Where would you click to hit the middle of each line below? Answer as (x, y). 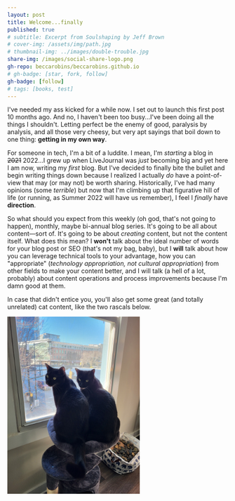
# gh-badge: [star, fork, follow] (58, 74)
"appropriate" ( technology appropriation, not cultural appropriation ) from (113, 264)
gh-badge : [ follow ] (36, 81)
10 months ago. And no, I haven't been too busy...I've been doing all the (111, 117)
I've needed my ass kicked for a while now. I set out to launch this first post (116, 109)
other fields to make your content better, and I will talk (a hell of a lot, (107, 271)
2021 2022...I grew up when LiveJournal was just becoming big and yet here (118, 161)
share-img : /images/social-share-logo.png (70, 60)
